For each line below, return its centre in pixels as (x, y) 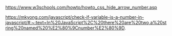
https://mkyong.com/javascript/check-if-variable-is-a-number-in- (75, 17)
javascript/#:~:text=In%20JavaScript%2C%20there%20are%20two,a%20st (86, 23)
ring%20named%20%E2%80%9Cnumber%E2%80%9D (65, 28)
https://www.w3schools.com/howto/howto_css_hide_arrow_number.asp (81, 7)
